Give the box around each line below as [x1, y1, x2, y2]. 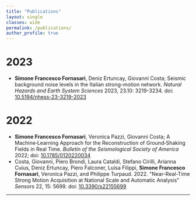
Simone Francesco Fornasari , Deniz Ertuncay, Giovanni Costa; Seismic [14, 75, 187, 82]
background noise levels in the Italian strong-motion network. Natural [14, 81, 182, 88]
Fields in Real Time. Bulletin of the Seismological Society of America [14, 145, 179, 153]
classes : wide [6, 19, 41, 25]
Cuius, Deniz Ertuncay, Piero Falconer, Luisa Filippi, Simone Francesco [14, 164, 185, 171]
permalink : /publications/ [6, 25, 72, 31]
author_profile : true [6, 30, 59, 36]
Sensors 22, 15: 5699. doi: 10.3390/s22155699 [14, 183, 127, 190]
